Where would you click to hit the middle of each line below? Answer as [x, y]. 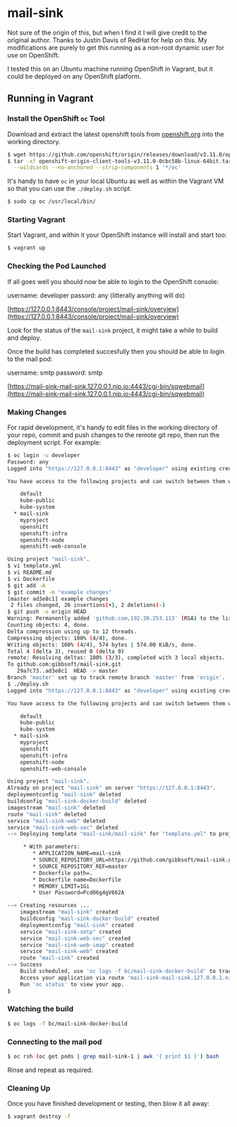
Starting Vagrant [36, 220]
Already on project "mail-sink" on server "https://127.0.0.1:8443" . [112, 788]
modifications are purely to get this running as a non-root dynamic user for [116, 47]
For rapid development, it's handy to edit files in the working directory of [113, 427]
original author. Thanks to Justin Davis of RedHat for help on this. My [108, 40]
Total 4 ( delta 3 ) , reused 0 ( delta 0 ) [66, 651]
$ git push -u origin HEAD [47, 612]
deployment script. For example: [54, 442]
